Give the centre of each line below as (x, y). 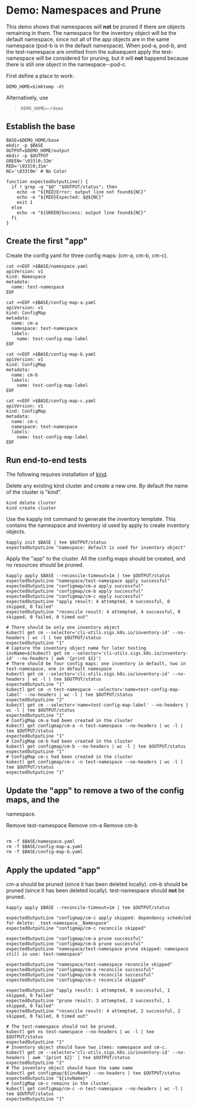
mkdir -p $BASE (25, 145)
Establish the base (41, 127)
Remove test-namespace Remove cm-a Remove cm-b (72, 826)
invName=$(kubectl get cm (38, 653)
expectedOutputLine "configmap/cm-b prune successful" (75, 944)
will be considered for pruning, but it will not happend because (112, 58)
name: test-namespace (38, 287)
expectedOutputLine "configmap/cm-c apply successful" (75, 597)
